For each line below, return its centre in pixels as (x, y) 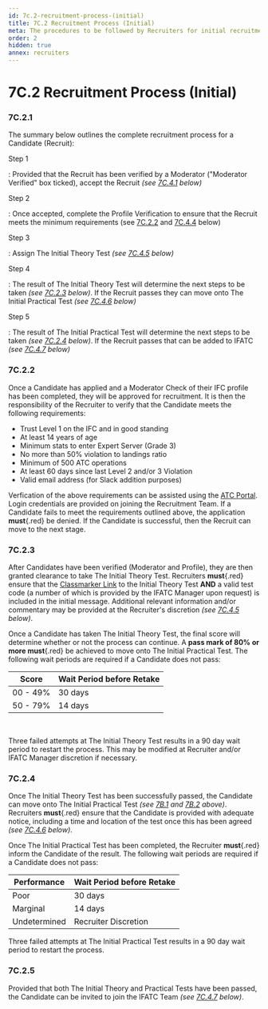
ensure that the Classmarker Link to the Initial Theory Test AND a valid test (131, 584)
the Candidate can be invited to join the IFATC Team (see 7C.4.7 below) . (126, 996)
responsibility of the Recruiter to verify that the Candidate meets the (120, 404)
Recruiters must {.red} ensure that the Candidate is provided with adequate (131, 813)
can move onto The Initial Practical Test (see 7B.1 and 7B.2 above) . (118, 804)
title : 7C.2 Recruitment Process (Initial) (82, 23)
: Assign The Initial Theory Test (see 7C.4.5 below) (91, 254)
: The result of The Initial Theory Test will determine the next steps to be (127, 284)
